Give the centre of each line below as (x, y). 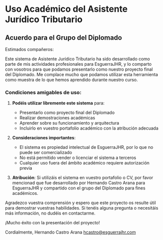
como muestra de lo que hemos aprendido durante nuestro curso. (71, 80)
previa (26, 168)
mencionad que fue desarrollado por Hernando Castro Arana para (79, 183)
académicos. (25, 193)
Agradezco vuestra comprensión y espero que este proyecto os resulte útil (81, 203)
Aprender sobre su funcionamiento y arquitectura (69, 123)
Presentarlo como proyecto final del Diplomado (67, 113)
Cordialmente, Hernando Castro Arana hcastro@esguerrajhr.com (70, 232)
